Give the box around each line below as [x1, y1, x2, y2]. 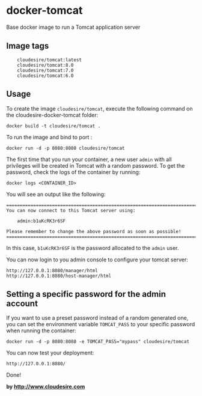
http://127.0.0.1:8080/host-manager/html [6, 273, 112, 279]
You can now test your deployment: [6, 349, 94, 356]
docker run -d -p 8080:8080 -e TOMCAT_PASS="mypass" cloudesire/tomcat [6, 339, 189, 345]
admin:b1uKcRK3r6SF [17, 218, 66, 224]
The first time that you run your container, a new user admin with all [6, 156, 172, 163]
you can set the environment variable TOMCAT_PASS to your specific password [6, 321, 195, 328]
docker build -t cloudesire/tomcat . [6, 123, 101, 129]
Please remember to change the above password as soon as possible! [6, 228, 182, 234]
